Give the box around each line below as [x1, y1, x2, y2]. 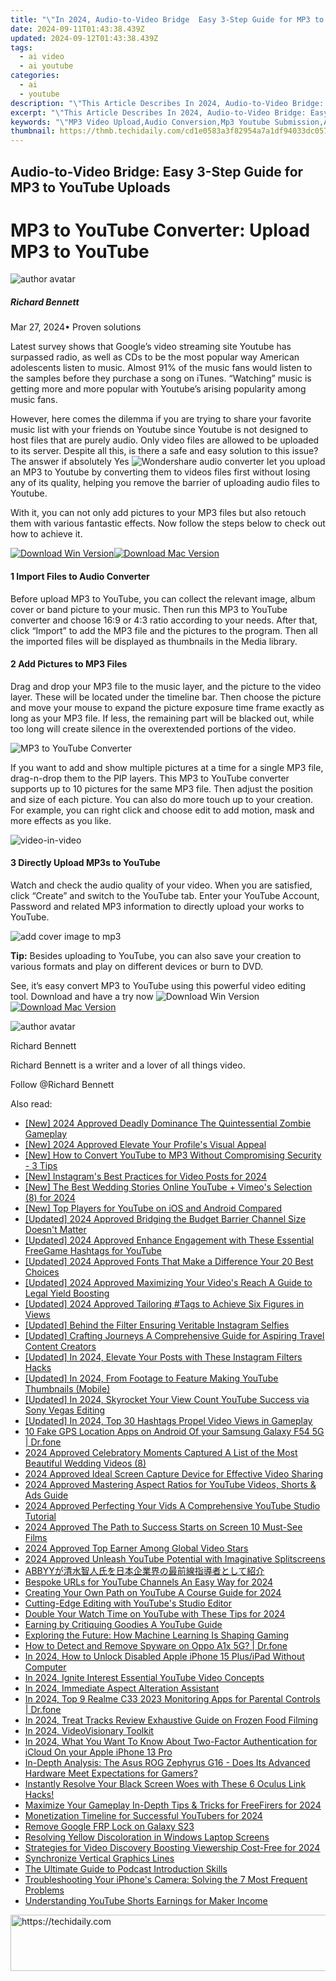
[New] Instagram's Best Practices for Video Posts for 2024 [24, 1171, 268, 1183]
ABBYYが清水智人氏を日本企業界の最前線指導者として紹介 [24, 1565, 265, 1577]
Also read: [10, 1098, 53, 1110]
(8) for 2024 [24, 1192, 76, 1204]
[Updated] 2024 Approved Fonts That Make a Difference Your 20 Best [24, 1256, 314, 1268]
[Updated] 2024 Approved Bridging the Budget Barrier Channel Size [24, 1213, 307, 1225]
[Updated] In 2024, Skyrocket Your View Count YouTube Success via [24, 1394, 310, 1406]
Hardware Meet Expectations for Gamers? [24, 1767, 198, 1780]
